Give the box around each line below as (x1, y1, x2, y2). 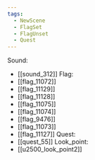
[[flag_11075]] (17, 100, 56, 108)
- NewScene (13, 17, 46, 24)
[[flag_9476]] (17, 115, 56, 124)
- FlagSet (13, 23, 42, 30)
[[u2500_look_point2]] (17, 145, 82, 154)
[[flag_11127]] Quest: (17, 130, 76, 139)
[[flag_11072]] (17, 77, 56, 86)
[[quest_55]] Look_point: (17, 137, 89, 146)
